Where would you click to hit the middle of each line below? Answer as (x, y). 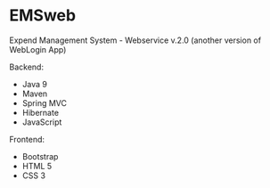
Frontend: (27, 139)
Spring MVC (45, 102)
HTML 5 (37, 166)
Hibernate (41, 112)
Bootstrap (40, 156)
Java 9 (34, 84)
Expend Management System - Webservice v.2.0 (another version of (135, 40)
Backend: (27, 67)
